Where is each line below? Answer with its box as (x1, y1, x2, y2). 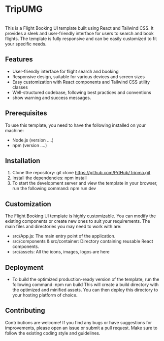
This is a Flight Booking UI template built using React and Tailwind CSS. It (5, 25, 154, 31)
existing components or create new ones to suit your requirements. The (5, 218, 150, 224)
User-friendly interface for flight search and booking (12, 68, 119, 74)
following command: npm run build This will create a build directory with (12, 282, 159, 288)
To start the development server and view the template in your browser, (12, 180, 158, 186)
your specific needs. (5, 41, 47, 47)
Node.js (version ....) (12, 137, 54, 143)
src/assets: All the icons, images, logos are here (12, 249, 110, 255)
